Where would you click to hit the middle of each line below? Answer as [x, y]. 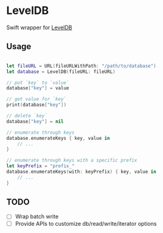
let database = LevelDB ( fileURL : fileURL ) [61, 71]
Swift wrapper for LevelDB [39, 27]
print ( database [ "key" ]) [36, 105]
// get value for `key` [36, 99]
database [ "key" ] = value [38, 88]
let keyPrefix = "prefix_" [40, 166]
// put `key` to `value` [38, 83]
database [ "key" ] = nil [35, 121]
